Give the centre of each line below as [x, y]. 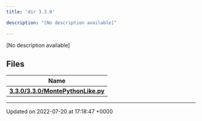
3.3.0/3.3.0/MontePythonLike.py [57, 91]
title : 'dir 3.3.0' [31, 12]
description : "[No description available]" [62, 23]
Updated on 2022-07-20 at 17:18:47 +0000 [60, 111]
